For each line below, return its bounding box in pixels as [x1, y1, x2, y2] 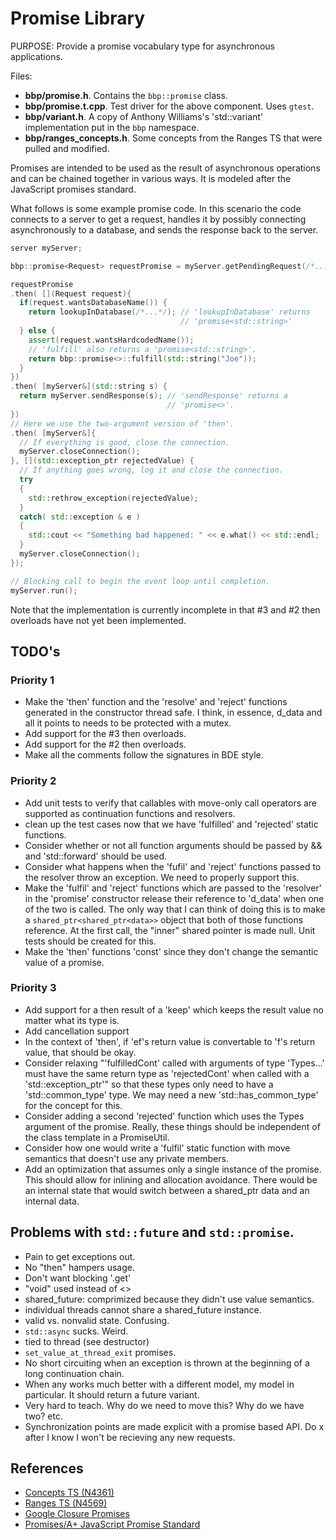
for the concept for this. [24, 1099, 123, 1111]
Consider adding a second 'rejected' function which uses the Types [24, 1110, 305, 1122]
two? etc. [24, 1410, 63, 1422]
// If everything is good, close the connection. [19, 437, 230, 447]
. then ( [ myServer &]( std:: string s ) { [10, 382, 168, 392]
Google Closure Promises [24, 1508, 130, 1520]
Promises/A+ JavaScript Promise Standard [24, 1518, 201, 1531]
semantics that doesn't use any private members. [24, 1152, 229, 1164]
